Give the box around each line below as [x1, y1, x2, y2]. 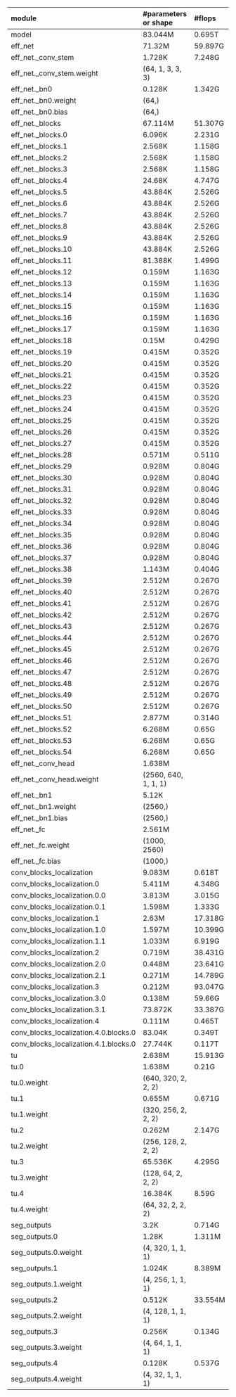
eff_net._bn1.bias [11, 813, 68, 822]
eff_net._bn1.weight [11, 802, 77, 811]
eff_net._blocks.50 [11, 701, 72, 711]
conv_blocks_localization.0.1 [11, 902, 106, 912]
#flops [194, 13, 216, 23]
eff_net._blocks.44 [11, 633, 72, 642]
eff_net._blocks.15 [11, 302, 72, 311]
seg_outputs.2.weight [11, 1311, 82, 1320]
